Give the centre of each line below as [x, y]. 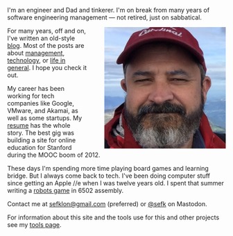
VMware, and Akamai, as [43, 111]
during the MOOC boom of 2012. [54, 155]
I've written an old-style [41, 38]
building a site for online [42, 140]
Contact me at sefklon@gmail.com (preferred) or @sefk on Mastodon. [107, 204]
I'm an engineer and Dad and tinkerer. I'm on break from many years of [109, 10]
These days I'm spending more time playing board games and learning [108, 168]
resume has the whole [39, 125]
